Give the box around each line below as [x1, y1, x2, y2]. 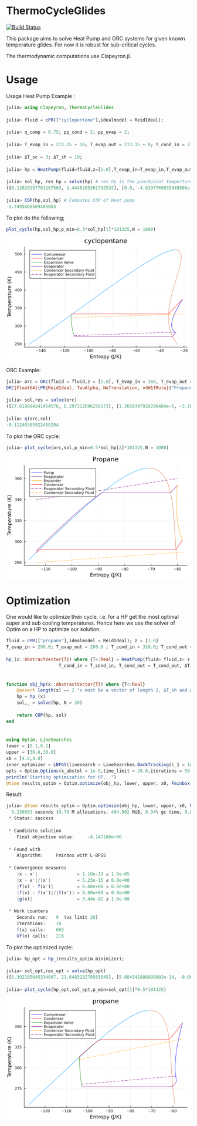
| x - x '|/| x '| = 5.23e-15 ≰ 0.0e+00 [16, 877, 130, 883]
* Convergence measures [8, 865, 67, 871]
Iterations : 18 [16, 921, 62, 927]
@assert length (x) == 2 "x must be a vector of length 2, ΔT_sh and [16, 687, 188, 693]
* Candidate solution [8, 828, 62, 834]
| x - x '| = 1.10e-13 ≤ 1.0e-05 [16, 871, 130, 877]
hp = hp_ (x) [16, 694, 46, 700]
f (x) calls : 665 [16, 926, 64, 933]
